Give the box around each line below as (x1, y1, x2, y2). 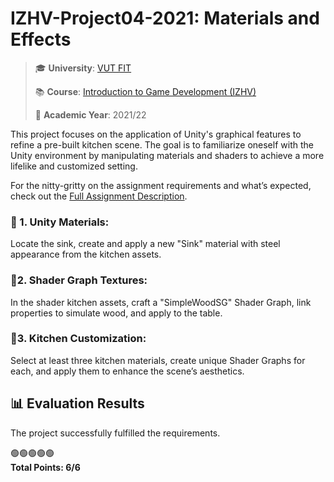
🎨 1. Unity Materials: (10, 215, 110, 229)
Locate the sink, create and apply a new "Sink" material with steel (10, 238, 281, 250)
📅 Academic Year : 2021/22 (34, 108, 147, 121)
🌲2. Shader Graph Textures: (10, 273, 148, 287)
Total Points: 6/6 (10, 461, 81, 473)
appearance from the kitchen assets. (10, 248, 162, 261)
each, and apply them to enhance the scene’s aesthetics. (10, 365, 245, 377)
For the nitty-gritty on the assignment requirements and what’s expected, (10, 179, 312, 191)
